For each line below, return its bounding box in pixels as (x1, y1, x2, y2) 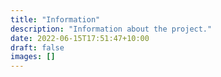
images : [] (10, 52, 56, 62)
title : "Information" (10, 14, 101, 25)
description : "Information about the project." (10, 24, 213, 34)
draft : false (10, 42, 65, 53)
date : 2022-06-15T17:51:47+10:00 (10, 33, 150, 43)
